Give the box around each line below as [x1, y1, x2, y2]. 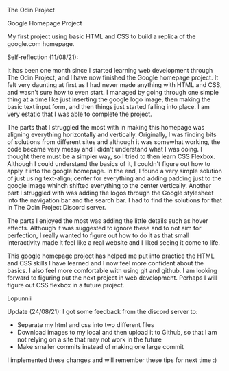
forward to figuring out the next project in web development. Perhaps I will [7, 274, 217, 282]
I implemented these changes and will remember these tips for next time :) [7, 356, 217, 364]
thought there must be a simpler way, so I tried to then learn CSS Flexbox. [7, 152, 216, 160]
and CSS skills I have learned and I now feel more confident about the [7, 259, 204, 267]
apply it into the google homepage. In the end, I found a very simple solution [7, 167, 223, 175]
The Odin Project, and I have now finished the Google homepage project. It [7, 73, 219, 82]
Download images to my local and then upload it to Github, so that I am [16, 328, 217, 336]
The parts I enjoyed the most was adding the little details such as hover [7, 217, 208, 225]
